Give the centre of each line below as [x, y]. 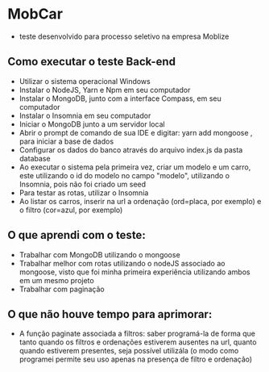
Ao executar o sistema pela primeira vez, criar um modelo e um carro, [135, 167]
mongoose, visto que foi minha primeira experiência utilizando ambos [134, 272]
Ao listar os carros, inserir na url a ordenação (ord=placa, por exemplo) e [140, 201]
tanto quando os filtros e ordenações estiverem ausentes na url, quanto [138, 342]
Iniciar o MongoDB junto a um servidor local [92, 124]
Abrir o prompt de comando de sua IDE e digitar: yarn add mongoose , [136, 132]
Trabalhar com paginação [62, 289]
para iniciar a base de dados [66, 141]
